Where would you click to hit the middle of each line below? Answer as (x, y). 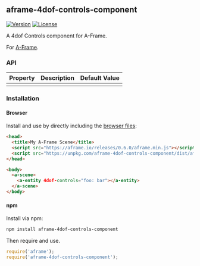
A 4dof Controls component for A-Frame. (57, 36)
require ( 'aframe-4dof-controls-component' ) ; (62, 257)
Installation (23, 99)
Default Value (100, 78)
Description (58, 78)
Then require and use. (33, 241)
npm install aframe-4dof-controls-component (62, 229)
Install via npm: (25, 218)
